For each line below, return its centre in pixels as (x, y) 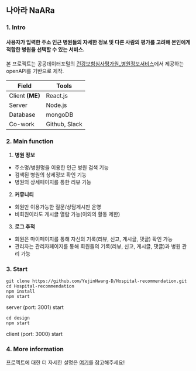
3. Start (17, 269)
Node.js (56, 105)
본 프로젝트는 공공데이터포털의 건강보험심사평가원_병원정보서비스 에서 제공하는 (95, 64)
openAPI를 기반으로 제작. (35, 71)
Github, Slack (64, 124)
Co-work (22, 124)
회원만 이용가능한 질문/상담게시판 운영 (58, 207)
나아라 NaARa (30, 11)
